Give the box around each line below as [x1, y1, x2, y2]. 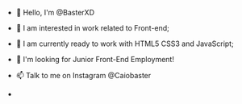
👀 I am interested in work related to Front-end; [15, 23, 169, 32]
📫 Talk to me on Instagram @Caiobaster [15, 71, 152, 80]
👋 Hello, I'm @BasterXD [15, 8, 95, 17]
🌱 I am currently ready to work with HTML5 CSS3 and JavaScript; [15, 39, 234, 48]
